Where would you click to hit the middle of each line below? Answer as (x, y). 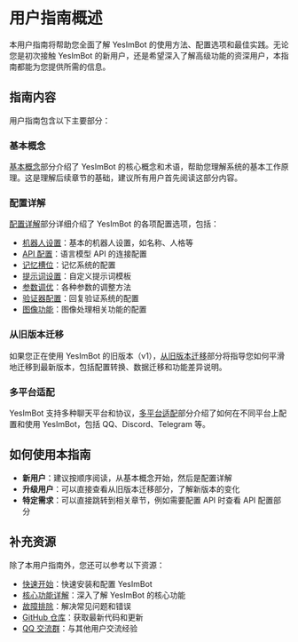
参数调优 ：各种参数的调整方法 (76, 287)
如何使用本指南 (50, 455)
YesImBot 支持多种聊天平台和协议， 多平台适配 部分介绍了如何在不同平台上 (144, 413)
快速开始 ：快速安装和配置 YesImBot (87, 583)
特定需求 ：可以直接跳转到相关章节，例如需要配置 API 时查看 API (139, 500)
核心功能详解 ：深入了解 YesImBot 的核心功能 (104, 595)
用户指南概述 (56, 18)
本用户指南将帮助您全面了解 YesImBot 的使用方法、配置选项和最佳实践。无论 (149, 44)
